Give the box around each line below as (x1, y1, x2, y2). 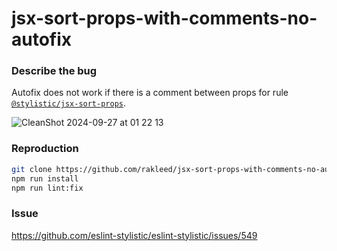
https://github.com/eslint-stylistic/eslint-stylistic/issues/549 (11, 229, 258, 241)
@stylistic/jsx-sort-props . (11, 97, 127, 109)
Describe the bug (11, 64, 98, 78)
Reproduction (11, 142, 79, 156)
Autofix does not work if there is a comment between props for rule (11, 87, 289, 99)
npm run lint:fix (11, 183, 84, 193)
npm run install (11, 173, 79, 184)
